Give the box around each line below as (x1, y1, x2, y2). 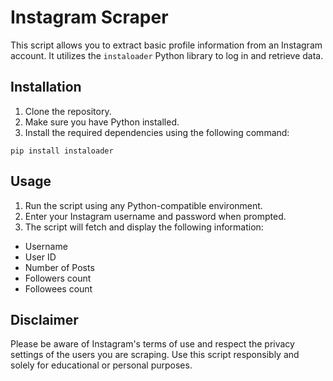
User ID (24, 251, 57, 263)
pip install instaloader (10, 146, 114, 156)
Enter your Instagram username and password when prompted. (24, 210, 287, 222)
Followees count (24, 282, 93, 295)
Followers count (24, 272, 92, 284)
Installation (10, 79, 82, 96)
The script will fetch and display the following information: (24, 221, 264, 233)
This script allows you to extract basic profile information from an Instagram (10, 39, 323, 51)
